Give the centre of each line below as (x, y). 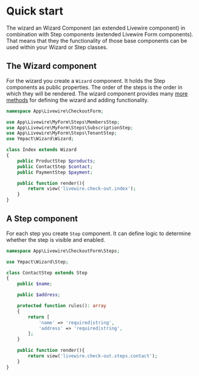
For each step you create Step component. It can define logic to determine (99, 233)
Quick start (35, 11)
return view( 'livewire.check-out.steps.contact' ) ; (93, 356)
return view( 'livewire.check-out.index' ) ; (82, 189)
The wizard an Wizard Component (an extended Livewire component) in (96, 28)
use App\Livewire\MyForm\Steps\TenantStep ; (62, 133)
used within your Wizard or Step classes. (57, 47)
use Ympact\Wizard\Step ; (37, 262)
